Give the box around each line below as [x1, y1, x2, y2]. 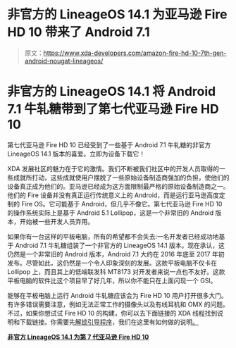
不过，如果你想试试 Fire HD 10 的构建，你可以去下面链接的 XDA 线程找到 [7, 309, 218, 317]
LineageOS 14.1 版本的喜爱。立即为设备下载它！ [7, 149, 146, 158]
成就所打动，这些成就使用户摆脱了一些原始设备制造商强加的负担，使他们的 [13, 173, 230, 182]
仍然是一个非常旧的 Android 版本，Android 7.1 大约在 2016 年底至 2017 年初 [7, 249, 225, 258]
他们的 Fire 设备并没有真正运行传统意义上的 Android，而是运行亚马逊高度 [7, 191, 220, 199]
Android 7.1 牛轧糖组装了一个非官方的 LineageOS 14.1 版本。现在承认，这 [15, 241, 225, 249]
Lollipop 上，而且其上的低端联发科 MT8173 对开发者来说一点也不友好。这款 [7, 267, 225, 275]
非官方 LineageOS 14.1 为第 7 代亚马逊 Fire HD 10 [7, 333, 149, 341]
